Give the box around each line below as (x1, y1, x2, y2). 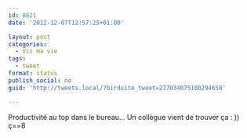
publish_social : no (8, 76, 72, 85)
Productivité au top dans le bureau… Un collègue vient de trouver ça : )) (8, 112, 240, 122)
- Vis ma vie (15, 48, 58, 56)
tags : (8, 55, 26, 63)
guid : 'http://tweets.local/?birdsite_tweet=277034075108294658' (8, 84, 226, 92)
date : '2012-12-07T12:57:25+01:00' (8, 19, 125, 27)
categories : (8, 40, 47, 48)
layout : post (8, 33, 51, 41)
